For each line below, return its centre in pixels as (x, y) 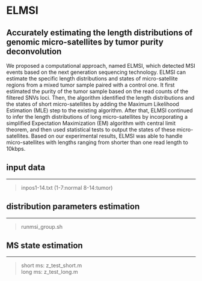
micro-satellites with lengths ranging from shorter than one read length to (97, 142)
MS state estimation (44, 246)
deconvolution (34, 51)
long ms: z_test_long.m (49, 272)
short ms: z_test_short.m (51, 265)
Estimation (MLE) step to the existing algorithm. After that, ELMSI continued (100, 110)
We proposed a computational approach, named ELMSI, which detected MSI (101, 66)
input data (26, 168)
